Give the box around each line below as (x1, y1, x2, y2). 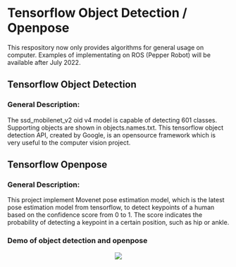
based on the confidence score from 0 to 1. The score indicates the (7, 211, 203, 219)
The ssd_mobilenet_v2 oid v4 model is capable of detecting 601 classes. (7, 116, 218, 124)
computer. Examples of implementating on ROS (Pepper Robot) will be (7, 51, 211, 59)
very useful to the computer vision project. (7, 138, 131, 147)
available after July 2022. (7, 58, 81, 66)
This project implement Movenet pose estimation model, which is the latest (7, 196, 225, 204)
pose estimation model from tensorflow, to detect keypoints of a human (7, 203, 215, 212)
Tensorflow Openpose (7, 159, 108, 170)
